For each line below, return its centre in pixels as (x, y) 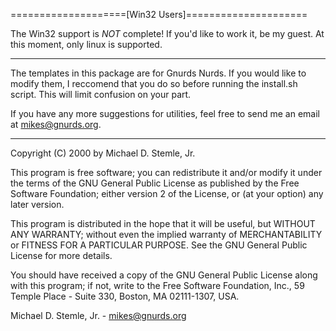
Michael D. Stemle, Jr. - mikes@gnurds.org (98, 315)
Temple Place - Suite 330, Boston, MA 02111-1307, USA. (125, 296)
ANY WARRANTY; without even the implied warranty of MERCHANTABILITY (166, 234)
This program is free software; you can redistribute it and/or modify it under (166, 172)
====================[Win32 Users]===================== (159, 14)
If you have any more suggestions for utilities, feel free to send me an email (165, 113)
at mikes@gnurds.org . (56, 124)
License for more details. (61, 255)
